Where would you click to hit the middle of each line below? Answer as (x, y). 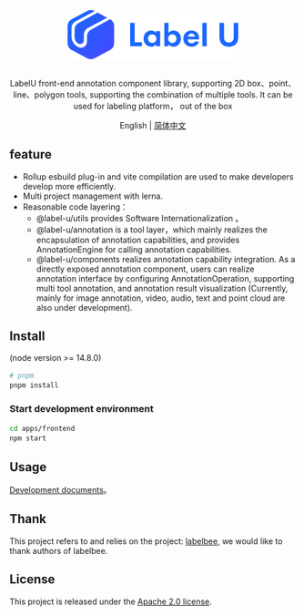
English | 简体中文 (153, 125)
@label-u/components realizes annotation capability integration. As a (166, 259)
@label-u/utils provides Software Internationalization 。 (140, 218)
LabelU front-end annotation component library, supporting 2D (127, 83)
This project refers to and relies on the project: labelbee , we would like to (146, 541)
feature (31, 154)
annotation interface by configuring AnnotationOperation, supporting (165, 278)
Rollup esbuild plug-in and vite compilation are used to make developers (158, 176)
